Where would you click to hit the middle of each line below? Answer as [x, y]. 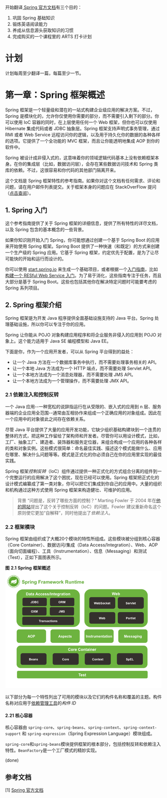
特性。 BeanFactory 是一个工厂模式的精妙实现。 [52, 750]
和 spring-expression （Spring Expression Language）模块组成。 [88, 734]
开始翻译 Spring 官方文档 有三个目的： [44, 7]
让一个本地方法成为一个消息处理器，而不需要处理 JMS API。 [74, 374]
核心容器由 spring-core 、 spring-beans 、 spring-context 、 [64, 727]
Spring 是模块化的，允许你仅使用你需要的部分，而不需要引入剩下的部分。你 [82, 116]
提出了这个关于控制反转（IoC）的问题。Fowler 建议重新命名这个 [96, 507]
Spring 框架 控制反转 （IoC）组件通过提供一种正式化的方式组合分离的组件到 [81, 471]
